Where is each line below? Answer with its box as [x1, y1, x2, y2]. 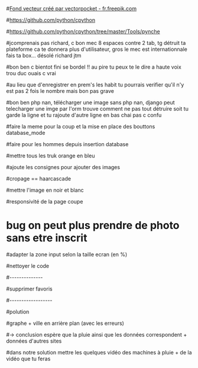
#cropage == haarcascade [6, 175, 72, 182]
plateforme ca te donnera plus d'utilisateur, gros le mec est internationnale [6, 46, 188, 53]
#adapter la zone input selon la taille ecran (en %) [6, 251, 128, 258]
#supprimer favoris [6, 285, 53, 292]
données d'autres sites [6, 337, 62, 344]
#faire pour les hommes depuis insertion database [6, 141, 129, 147]
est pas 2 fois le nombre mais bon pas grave [6, 88, 114, 94]
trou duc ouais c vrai [6, 70, 56, 76]
